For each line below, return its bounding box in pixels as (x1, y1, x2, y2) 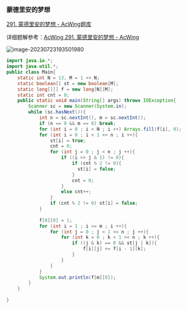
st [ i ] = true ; (50, 137, 86, 143)
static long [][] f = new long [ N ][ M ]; (17, 86, 114, 93)
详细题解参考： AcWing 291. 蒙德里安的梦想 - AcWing (6, 34, 139, 41)
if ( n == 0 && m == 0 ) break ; (38, 120, 116, 126)
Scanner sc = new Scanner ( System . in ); (28, 103, 127, 110)
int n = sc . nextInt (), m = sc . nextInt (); (38, 115, 147, 121)
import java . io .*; (6, 58, 53, 64)
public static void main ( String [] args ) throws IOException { (17, 97, 176, 104)
